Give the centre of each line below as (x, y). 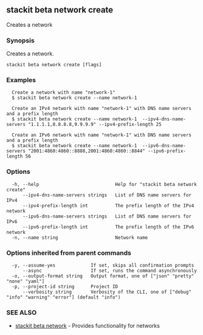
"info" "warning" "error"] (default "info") (64, 297)
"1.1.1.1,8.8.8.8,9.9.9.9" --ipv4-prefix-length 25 (95, 125)
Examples (21, 80)
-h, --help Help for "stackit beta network (105, 184)
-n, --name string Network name (80, 237)
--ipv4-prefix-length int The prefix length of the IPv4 (108, 205)
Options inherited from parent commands (69, 253)
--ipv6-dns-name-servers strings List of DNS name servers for (107, 216)
